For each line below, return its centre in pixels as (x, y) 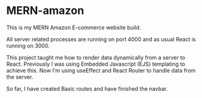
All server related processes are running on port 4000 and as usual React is (101, 39)
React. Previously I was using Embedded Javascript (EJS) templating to (96, 64)
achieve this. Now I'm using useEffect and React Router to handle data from (101, 70)
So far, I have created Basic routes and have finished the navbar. (87, 88)
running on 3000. (28, 46)
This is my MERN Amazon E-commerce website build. (74, 27)
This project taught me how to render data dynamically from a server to (96, 57)
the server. (20, 77)
